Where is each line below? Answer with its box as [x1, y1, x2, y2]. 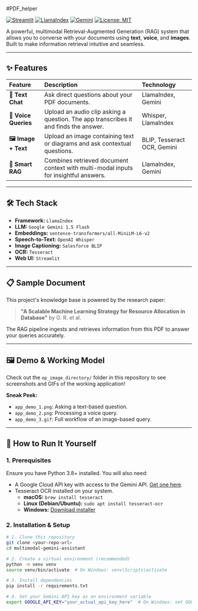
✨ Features [6, 63, 48, 73]
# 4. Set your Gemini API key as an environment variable [6, 594, 151, 600]
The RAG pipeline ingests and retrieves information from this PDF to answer [6, 326, 190, 333]
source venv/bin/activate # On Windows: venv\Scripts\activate [6, 567, 167, 573]
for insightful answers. [44, 171, 106, 179]
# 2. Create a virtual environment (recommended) [6, 555, 131, 562]
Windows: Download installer [23, 506, 96, 513]
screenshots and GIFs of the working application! [6, 381, 126, 388]
